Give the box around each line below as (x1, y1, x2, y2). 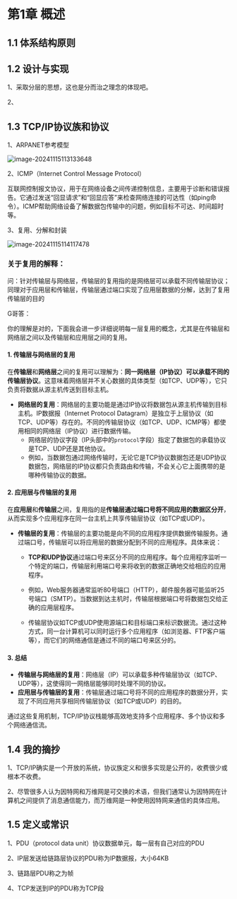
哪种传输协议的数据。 (28, 470, 90, 479)
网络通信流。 (13, 721, 51, 730)
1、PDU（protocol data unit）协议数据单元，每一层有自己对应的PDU (7, 838, 205, 847)
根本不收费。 (7, 772, 44, 780)
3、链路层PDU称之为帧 (7, 869, 74, 877)
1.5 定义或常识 (7, 818, 69, 830)
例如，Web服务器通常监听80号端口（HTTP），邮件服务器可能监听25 (28, 585, 225, 594)
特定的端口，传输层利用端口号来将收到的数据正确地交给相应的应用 (34, 561, 226, 570)
